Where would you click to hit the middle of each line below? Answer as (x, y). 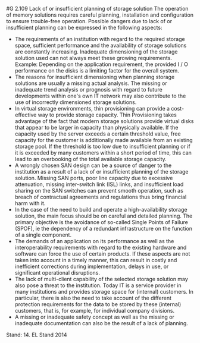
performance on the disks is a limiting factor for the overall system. (97, 70)
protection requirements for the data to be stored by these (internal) (98, 304)
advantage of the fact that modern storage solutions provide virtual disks (104, 121)
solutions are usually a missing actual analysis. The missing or (91, 83)
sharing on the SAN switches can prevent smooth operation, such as (99, 191)
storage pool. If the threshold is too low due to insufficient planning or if (102, 146)
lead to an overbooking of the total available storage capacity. (90, 159)
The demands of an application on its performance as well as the (94, 241)
